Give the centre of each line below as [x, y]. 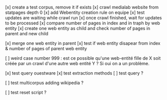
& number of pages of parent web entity [46, 49]
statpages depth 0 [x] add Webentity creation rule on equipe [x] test [75, 12]
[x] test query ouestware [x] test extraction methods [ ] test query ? [74, 73]
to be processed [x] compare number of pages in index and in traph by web [83, 23]
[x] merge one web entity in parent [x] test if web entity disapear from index [83, 43]
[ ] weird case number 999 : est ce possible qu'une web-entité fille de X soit [83, 58]
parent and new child [27, 34]
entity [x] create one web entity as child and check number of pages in [78, 28]
